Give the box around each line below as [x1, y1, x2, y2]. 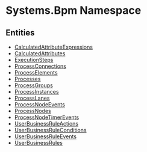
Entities [5, 28, 35, 38]
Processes [14, 76, 41, 82]
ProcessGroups [14, 82, 54, 89]
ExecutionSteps [14, 56, 54, 63]
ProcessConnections [14, 62, 67, 70]
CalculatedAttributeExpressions [14, 43, 93, 50]
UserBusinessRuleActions [14, 120, 79, 127]
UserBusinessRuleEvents [14, 133, 77, 140]
